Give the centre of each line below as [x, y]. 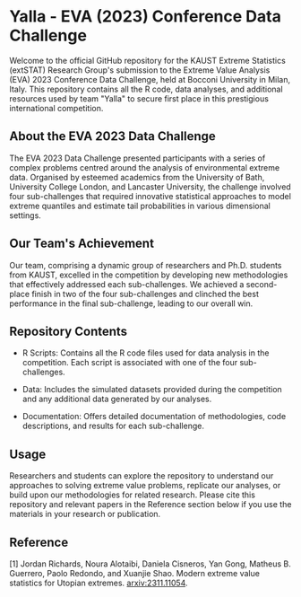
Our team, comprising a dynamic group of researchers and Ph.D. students [146, 265]
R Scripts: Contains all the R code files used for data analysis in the [146, 353]
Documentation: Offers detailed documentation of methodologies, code [154, 417]
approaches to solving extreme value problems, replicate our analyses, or [145, 486]
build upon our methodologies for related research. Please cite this [132, 495]
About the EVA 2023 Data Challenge [113, 136]
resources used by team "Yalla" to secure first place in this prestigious [139, 98]
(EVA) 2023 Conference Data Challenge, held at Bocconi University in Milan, [150, 79]
